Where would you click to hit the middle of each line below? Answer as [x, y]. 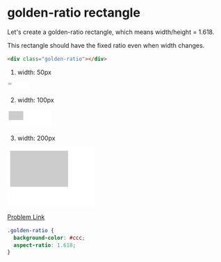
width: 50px [34, 72]
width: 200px [36, 138]
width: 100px [35, 100]
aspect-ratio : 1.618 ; [45, 245]
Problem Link [26, 217]
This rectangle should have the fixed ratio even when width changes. [106, 45]
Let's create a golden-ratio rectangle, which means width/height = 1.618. [111, 32]
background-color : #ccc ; [49, 238]
